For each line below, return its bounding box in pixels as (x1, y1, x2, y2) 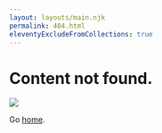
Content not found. (9, 68, 153, 88)
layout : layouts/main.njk (9, 12, 105, 22)
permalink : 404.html (9, 21, 86, 30)
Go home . (9, 114, 45, 125)
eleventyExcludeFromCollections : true (9, 29, 153, 38)
